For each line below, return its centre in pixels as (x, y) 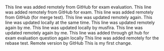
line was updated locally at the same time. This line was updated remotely (80, 22)
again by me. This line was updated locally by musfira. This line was (74, 28)
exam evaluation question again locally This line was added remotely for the (82, 38)
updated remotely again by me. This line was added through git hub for (77, 33)
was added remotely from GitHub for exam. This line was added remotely (79, 12)
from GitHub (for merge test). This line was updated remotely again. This (79, 17)
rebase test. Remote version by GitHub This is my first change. (68, 43)
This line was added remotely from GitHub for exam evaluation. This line (78, 7)
